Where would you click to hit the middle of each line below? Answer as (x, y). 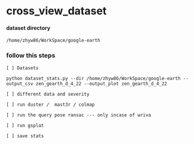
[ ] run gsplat (25, 125)
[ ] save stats (25, 136)
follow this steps (31, 56)
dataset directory (28, 27)
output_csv (20, 84)
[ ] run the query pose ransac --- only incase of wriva (79, 115)
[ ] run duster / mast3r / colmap (51, 105)
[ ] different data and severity (48, 94)
